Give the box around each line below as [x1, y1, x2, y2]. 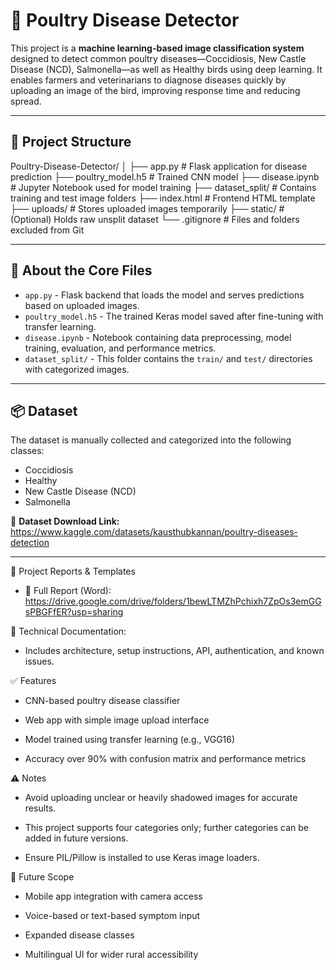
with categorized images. [24, 363, 130, 375]
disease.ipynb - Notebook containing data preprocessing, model [24, 331, 292, 343]
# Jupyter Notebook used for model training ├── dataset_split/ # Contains [10, 181, 317, 193]
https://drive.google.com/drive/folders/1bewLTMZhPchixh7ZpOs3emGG [24, 595, 322, 608]
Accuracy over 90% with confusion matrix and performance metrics [24, 753, 307, 765]
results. [24, 802, 57, 814]
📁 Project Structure [10, 134, 132, 151]
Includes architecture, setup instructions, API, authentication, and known [24, 645, 325, 657]
